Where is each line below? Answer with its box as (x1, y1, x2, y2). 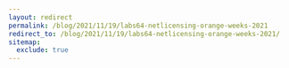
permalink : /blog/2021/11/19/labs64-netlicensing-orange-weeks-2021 (8, 21, 268, 30)
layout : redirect (8, 12, 73, 22)
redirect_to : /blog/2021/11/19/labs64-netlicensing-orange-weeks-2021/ (8, 29, 280, 38)
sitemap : (8, 37, 41, 47)
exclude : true (16, 46, 69, 55)
